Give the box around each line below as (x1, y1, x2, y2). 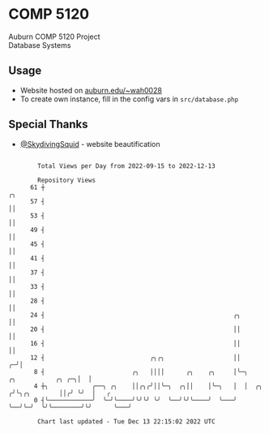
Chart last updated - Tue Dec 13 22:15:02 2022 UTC (37, 417, 216, 426)
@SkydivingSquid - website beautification (19, 139, 160, 148)
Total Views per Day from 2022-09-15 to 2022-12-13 (37, 161, 216, 170)
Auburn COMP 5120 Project (8, 32, 100, 41)
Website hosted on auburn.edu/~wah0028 (19, 85, 162, 95)
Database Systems (8, 40, 71, 49)
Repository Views (37, 176, 96, 184)
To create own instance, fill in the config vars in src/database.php (19, 94, 239, 104)
